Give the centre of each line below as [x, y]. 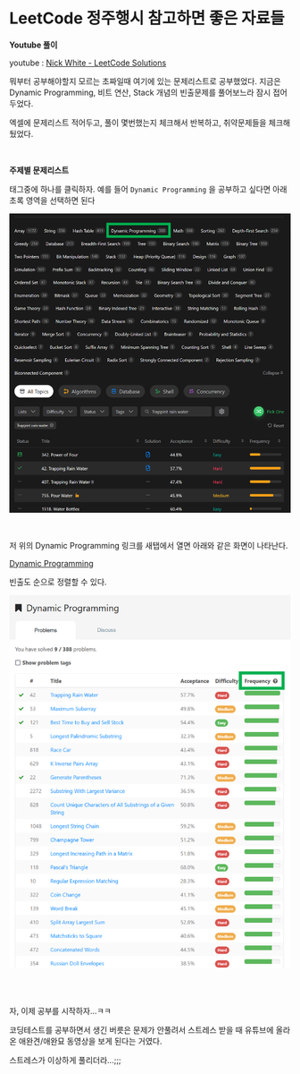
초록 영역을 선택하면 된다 [52, 200]
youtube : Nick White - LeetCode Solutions [88, 63]
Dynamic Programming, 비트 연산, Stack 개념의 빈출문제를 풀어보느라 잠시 [140, 92]
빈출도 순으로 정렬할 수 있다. [58, 582]
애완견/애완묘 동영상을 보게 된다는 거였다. [90, 1041]
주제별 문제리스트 [39, 170]
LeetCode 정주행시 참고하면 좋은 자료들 [147, 18]
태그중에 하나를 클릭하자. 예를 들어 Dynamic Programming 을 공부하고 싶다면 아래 [148, 189]
